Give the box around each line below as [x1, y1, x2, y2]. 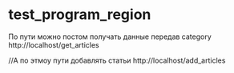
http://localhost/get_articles [8, 40, 99, 49]
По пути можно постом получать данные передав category [8, 32, 212, 41]
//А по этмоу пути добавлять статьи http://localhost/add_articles [8, 56, 226, 65]
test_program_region [8, 6, 151, 24]
